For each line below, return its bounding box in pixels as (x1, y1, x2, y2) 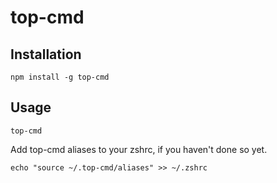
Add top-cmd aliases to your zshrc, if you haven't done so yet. (10, 143, 268, 155)
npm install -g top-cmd (10, 72, 110, 82)
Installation (10, 46, 82, 63)
